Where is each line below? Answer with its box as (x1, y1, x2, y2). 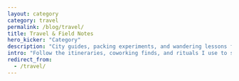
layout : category (7, 10, 59, 18)
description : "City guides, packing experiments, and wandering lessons (7, 43, 228, 50)
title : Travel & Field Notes (7, 30, 94, 37)
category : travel (7, 17, 59, 24)
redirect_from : (7, 56, 53, 63)
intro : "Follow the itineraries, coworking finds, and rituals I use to (7, 50, 228, 57)
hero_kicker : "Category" (7, 37, 81, 44)
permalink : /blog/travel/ (7, 23, 84, 30)
